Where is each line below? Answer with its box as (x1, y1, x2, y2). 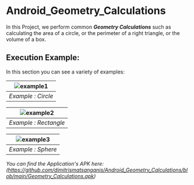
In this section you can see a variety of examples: (6, 68, 125, 75)
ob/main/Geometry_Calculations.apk (6, 172, 94, 179)
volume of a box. (6, 36, 47, 43)
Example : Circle (9, 92, 54, 100)
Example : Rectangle (9, 118, 65, 127)
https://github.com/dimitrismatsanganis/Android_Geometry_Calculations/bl (8, 166, 188, 173)
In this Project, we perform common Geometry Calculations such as (6, 23, 171, 30)
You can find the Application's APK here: (6, 160, 104, 167)
